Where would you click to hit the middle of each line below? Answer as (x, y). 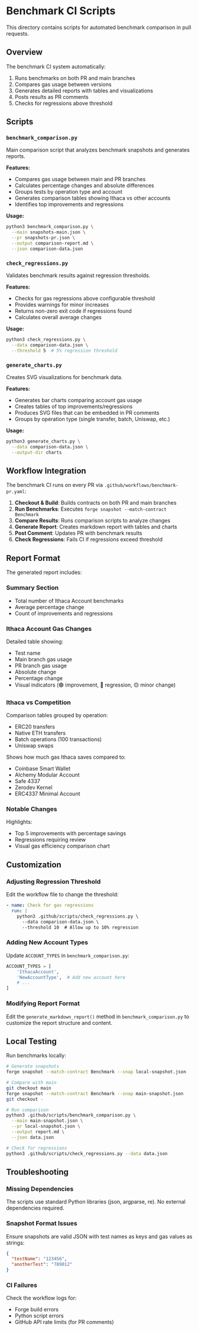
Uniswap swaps (34, 746)
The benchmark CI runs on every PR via (55, 485)
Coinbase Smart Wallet (43, 769)
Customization (34, 865)
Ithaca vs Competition (38, 702)
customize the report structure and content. (59, 1022)
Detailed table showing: (35, 642)
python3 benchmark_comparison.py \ (50, 227)
